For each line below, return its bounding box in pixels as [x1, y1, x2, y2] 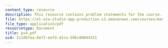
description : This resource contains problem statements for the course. [5, 12, 162, 17]
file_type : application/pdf [5, 21, 64, 26]
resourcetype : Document [5, 26, 55, 31]
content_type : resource [5, 7, 55, 12]
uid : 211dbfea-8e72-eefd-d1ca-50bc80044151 [5, 35, 97, 40]
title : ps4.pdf [5, 30, 37, 35]
